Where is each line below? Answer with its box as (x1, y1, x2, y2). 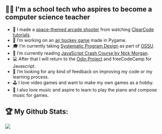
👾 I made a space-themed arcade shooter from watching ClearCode (12, 26, 154, 32)
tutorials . (12, 31, 31, 38)
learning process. (12, 74, 49, 80)
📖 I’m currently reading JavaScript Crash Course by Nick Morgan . (12, 50, 149, 56)
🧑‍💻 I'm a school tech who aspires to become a (5, 5, 152, 14)
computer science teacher (5, 13, 90, 22)
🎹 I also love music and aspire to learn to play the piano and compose (12, 86, 157, 93)
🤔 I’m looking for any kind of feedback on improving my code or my (12, 68, 153, 74)
